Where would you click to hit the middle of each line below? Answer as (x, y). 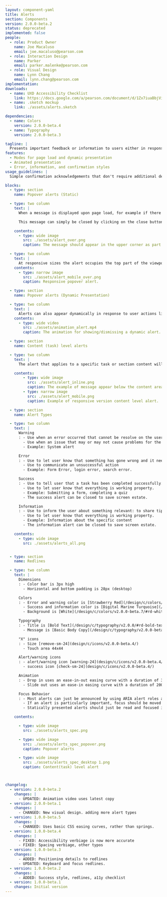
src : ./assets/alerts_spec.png (55, 730)
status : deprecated (25, 28)
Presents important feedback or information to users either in (78, 149)
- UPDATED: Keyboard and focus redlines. (62, 864)
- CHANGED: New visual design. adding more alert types (77, 813)
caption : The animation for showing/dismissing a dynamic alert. (92, 332)
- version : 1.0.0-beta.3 (35, 850)
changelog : (16, 785)
